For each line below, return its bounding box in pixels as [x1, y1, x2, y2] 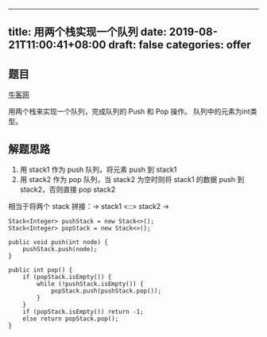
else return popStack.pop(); [22, 315, 119, 323]
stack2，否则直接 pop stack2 [19, 184, 116, 195]
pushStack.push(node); [22, 246, 98, 254]
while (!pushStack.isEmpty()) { [37, 280, 145, 289]
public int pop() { [8, 266, 73, 274]
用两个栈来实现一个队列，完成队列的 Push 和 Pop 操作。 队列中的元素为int [8, 107, 250, 116]
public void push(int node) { [8, 238, 109, 246]
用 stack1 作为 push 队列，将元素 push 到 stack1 [19, 165, 177, 175]
